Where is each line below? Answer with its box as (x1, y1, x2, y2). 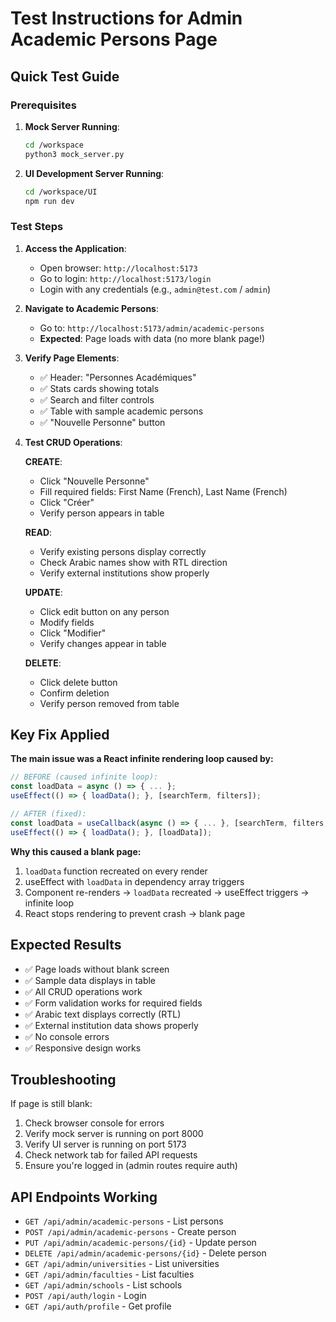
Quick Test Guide (10, 68, 120, 85)
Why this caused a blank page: (10, 845, 142, 857)
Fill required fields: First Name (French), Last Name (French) (39, 485, 288, 497)
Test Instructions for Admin (10, 7, 243, 30)
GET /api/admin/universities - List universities (24, 1258, 220, 1270)
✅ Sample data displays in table (24, 974, 157, 986)
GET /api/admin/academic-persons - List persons (24, 1215, 224, 1227)
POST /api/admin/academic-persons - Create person (24, 1226, 237, 1238)
